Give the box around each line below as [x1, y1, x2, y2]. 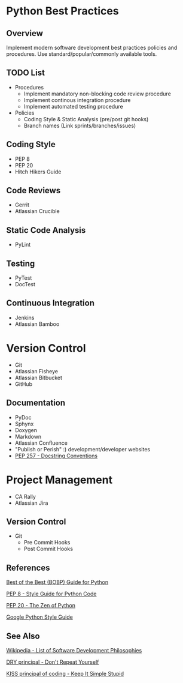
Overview [6, 28, 44, 38]
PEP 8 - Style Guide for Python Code [6, 590, 97, 598]
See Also [6, 631, 40, 641]
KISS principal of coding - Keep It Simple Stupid [6, 670, 124, 677]
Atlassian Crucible [14, 208, 60, 215]
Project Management [6, 473, 112, 487]
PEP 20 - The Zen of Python [6, 602, 76, 609]
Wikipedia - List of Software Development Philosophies [6, 647, 142, 654]
